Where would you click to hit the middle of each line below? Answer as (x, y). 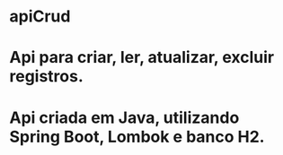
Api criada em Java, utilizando (124, 117)
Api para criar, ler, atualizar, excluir (142, 58)
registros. (46, 77)
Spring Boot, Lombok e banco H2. (137, 137)
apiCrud (40, 17)
